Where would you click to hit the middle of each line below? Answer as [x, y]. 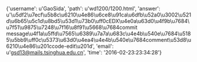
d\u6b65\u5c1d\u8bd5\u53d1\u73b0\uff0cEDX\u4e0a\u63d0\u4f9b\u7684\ [98, 21]
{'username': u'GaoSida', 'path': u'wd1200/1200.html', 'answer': [83, 9]
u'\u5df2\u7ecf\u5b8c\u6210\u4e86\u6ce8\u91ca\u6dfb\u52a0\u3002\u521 [99, 15]
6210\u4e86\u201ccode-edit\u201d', [51, 46]
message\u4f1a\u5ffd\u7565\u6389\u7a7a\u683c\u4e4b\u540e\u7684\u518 [98, 34]
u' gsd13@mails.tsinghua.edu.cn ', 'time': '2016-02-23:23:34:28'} [84, 52]
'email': [105, 46]
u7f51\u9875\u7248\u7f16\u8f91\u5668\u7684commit [72, 27]
